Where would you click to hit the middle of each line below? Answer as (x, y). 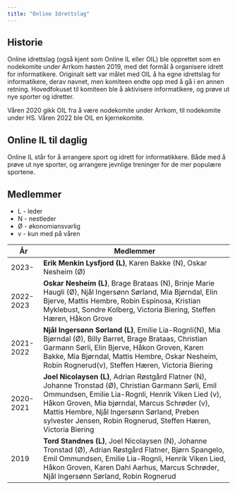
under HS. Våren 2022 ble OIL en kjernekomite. (76, 118)
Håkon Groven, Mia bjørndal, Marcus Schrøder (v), (127, 403)
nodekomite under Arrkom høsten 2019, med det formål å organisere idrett (115, 67)
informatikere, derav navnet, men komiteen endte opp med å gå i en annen (116, 82)
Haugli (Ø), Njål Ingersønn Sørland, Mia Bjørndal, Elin (130, 292)
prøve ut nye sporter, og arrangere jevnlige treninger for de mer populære (114, 165)
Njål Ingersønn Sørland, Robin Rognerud (110, 477)
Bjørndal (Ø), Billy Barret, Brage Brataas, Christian (126, 339)
